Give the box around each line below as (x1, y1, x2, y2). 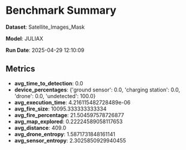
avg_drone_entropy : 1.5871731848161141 (14, 130, 115, 137)
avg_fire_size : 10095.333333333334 (14, 105, 107, 112)
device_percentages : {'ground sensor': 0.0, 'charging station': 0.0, (14, 86, 181, 93)
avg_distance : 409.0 (14, 124, 67, 131)
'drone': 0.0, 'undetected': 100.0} (14, 92, 96, 99)
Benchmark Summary (5, 4, 116, 17)
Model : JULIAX (5, 35, 43, 42)
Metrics (5, 64, 35, 74)
